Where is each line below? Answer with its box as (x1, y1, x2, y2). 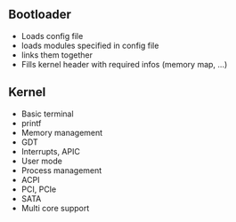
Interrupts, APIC (20, 146, 81, 156)
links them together (20, 49, 93, 60)
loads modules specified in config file (20, 40, 159, 51)
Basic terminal (20, 108, 74, 119)
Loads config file (20, 30, 84, 41)
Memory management (20, 127, 103, 138)
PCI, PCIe (20, 184, 57, 194)
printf (20, 117, 42, 128)
